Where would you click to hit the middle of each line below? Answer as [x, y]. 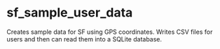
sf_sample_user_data [70, 13]
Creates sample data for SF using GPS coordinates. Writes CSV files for [110, 32]
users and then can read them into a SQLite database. [84, 39]
